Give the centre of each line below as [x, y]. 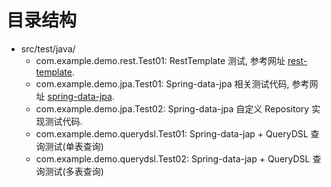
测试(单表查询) [74, 146]
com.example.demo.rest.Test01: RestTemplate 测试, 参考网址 [160, 60]
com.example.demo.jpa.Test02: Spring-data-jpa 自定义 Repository [172, 108]
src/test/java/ [48, 48]
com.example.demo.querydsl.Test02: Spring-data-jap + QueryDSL [173, 158]
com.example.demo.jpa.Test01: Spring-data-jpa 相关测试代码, [162, 83]
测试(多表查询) [74, 171]
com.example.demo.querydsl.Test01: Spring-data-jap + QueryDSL [172, 133]
